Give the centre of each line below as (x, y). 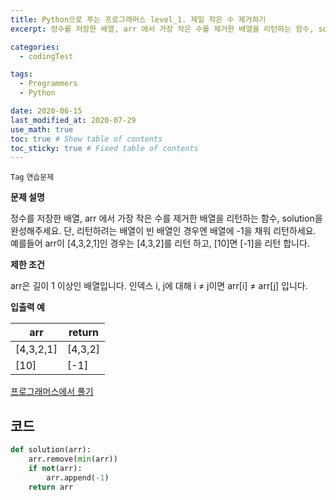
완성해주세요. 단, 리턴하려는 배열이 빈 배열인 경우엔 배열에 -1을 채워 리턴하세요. (163, 231)
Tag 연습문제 (32, 177)
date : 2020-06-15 (46, 111)
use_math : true (42, 129)
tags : (21, 74)
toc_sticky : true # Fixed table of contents (104, 148)
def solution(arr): (51, 450)
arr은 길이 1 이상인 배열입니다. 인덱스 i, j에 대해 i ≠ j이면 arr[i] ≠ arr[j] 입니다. (159, 286)
